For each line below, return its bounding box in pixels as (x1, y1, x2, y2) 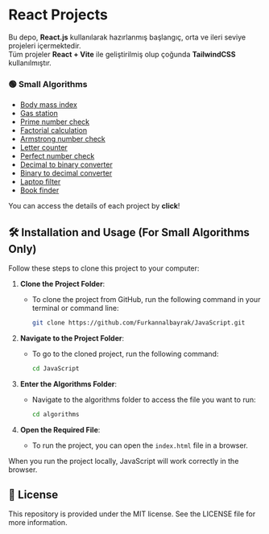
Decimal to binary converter (19, 159, 113, 170)
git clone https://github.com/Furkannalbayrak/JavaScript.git (31, 319, 246, 327)
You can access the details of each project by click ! (8, 201, 180, 211)
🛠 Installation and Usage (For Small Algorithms (8, 226, 250, 239)
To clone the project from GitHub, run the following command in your (31, 295, 261, 304)
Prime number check (19, 117, 90, 126)
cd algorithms (31, 410, 80, 418)
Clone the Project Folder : (19, 279, 106, 289)
